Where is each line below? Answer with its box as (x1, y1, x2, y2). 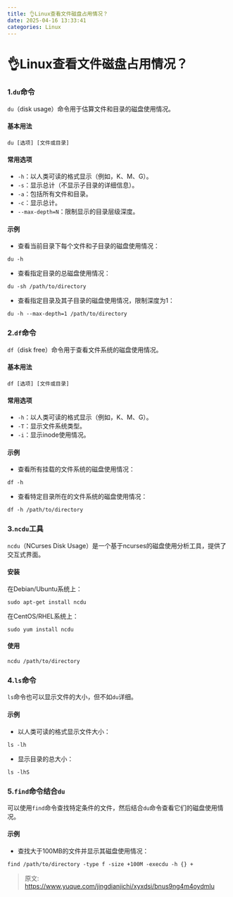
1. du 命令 (7, 87, 35, 97)
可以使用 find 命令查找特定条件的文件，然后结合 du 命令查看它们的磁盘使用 (7, 803, 218, 812)
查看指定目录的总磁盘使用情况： (17, 269, 111, 278)
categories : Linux (7, 23, 61, 30)
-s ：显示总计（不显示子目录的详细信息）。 (17, 181, 139, 190)
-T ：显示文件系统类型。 (17, 422, 87, 431)
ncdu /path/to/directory (7, 658, 80, 665)
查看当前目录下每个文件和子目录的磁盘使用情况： (17, 242, 160, 250)
